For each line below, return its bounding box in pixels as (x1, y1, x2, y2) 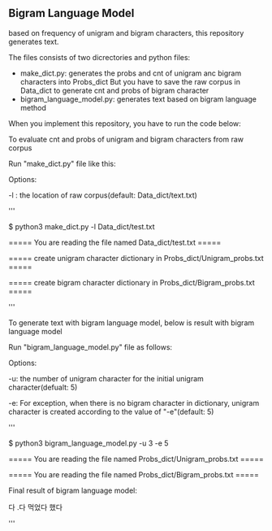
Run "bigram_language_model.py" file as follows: (8, 342, 173, 352)
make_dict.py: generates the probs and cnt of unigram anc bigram (19, 68, 242, 78)
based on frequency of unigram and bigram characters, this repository (8, 28, 244, 37)
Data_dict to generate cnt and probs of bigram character (19, 85, 209, 95)
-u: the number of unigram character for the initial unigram (8, 373, 205, 383)
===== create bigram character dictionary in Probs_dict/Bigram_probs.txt (8, 277, 256, 287)
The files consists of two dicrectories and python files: (8, 52, 191, 62)
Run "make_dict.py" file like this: (8, 159, 116, 168)
